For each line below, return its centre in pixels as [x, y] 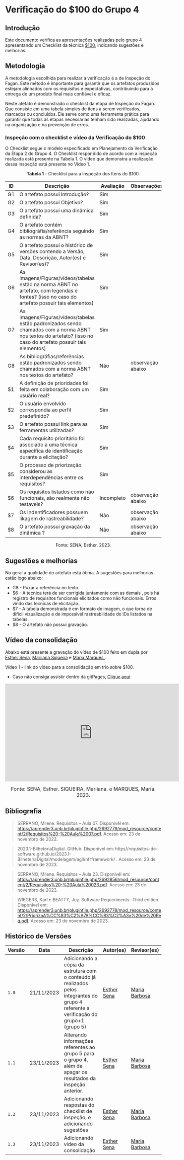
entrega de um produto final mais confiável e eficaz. [58, 94]
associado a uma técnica [49, 445]
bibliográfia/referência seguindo [57, 231]
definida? [30, 217]
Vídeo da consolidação [41, 640]
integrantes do [81, 996]
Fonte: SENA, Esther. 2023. [83, 545]
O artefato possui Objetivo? [51, 203]
